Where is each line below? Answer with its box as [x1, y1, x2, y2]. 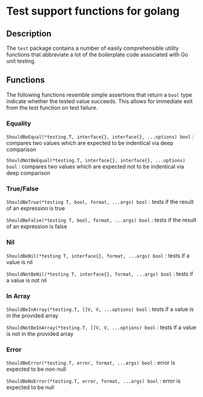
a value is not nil [6, 276, 47, 283]
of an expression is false [6, 223, 68, 230]
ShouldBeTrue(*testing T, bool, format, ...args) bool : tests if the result [6, 198, 194, 206]
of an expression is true [6, 205, 65, 212]
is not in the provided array [6, 330, 74, 338]
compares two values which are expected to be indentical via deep [6, 140, 174, 147]
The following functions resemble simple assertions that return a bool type [6, 91, 193, 98]
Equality [6, 119, 32, 127]
